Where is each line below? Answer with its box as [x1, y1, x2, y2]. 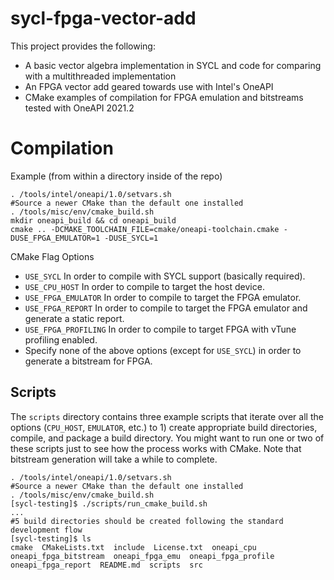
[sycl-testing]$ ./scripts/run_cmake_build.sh [10, 498, 208, 509]
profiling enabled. [24, 333, 98, 346]
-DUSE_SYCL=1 [104, 233, 159, 243]
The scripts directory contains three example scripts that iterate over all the [10, 410, 324, 422]
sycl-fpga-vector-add [10, 7, 197, 30]
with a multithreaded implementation [24, 70, 177, 82]
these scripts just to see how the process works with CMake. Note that [10, 442, 302, 454]
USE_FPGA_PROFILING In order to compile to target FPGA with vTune [24, 323, 297, 335]
